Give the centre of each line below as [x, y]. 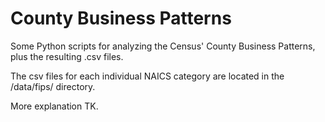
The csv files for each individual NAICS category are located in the [147, 76]
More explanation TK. [54, 106]
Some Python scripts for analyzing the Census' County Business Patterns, [163, 46]
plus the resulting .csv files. [67, 56]
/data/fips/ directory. [53, 86]
